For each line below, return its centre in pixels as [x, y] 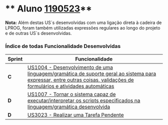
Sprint [15, 59]
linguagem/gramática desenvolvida [69, 107]
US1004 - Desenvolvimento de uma [70, 67]
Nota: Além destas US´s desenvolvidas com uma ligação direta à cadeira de [83, 22]
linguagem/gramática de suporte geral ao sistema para [92, 74]
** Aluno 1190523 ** [49, 9]
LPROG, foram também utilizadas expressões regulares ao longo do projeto [83, 27]
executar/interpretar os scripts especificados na [84, 100]
